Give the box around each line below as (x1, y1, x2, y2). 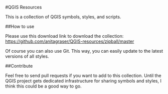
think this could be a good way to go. (5, 83, 82, 89)
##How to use (5, 23, 35, 29)
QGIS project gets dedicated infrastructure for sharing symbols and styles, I (5, 78, 161, 84)
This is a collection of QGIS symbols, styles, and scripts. (5, 14, 121, 19)
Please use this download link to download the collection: (5, 33, 124, 39)
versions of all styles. (5, 53, 49, 59)
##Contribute (5, 63, 33, 69)
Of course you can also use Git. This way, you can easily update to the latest (5, 48, 163, 54)
